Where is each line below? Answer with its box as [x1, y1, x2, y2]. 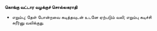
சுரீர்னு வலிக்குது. [12, 20, 45, 25]
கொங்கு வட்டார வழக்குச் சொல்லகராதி [5, 4, 78, 10]
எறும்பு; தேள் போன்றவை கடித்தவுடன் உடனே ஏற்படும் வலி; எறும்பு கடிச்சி [12, 14, 152, 20]
